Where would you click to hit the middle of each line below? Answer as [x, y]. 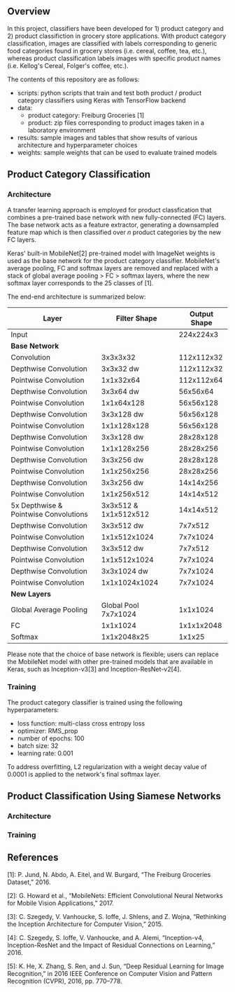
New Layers [31, 594]
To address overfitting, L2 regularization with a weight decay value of [107, 766]
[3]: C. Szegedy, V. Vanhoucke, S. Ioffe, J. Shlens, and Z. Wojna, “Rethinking [117, 916]
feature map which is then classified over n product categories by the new [114, 232]
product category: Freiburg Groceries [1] [86, 115]
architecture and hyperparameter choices [77, 145]
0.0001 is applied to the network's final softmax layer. [84, 774]
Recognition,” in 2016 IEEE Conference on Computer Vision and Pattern [110, 973]
